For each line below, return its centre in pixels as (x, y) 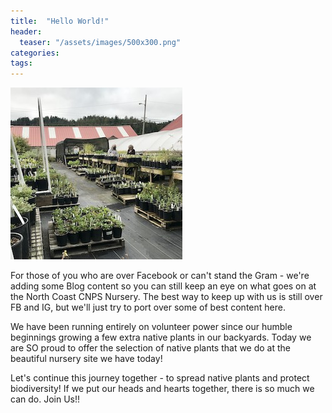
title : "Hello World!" (60, 21)
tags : (21, 63)
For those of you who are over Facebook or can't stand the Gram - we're (160, 276)
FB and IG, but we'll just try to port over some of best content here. (148, 307)
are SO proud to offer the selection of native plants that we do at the (151, 348)
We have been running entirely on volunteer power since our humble (151, 327)
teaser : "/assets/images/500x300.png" (100, 42)
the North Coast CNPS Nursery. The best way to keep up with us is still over (166, 297)
